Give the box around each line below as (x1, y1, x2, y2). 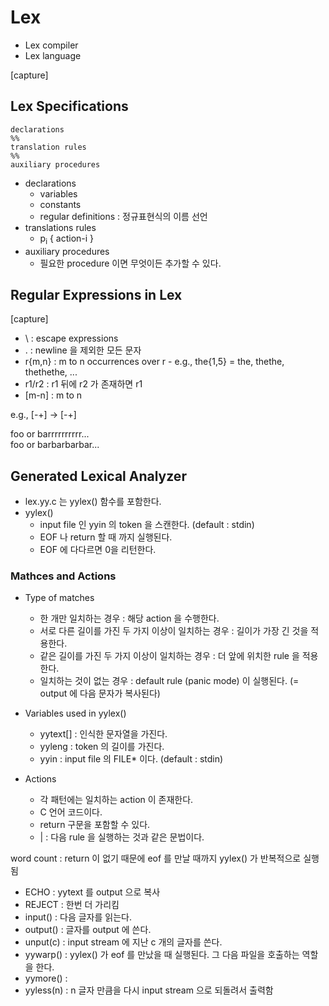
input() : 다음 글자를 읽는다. (24, 911, 132, 923)
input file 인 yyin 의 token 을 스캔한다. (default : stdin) (39, 519, 255, 531)
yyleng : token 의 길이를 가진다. (39, 741, 165, 753)
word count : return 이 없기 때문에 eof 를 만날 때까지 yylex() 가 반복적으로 (10, 852, 302, 865)
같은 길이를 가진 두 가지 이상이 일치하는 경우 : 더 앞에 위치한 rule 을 (39, 650, 300, 662)
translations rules (24, 221, 97, 233)
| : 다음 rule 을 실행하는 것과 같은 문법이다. (39, 831, 205, 843)
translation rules (10, 142, 87, 152)
